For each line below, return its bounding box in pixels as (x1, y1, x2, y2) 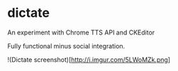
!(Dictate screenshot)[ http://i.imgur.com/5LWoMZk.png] (7, 55, 171, 64)
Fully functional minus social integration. (7, 41, 126, 50)
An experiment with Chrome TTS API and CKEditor (7, 28, 155, 37)
